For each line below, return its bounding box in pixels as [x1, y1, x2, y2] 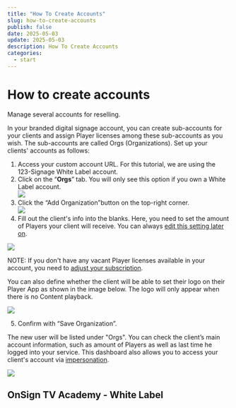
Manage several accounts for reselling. [7, 110, 121, 119]
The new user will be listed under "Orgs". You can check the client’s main [7, 332, 220, 341]
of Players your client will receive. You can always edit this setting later [17, 222, 224, 230]
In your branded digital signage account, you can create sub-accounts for [7, 124, 223, 132]
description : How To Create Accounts [7, 43, 119, 50]
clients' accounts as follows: [7, 146, 90, 155]
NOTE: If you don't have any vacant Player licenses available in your [7, 256, 206, 265]
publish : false [7, 23, 52, 30]
